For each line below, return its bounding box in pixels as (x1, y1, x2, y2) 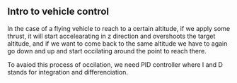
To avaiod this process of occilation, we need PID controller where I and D (7, 60, 223, 69)
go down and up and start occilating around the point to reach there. (7, 46, 207, 55)
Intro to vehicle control (7, 6, 110, 18)
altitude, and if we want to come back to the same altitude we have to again (7, 39, 228, 48)
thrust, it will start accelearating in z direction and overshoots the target (7, 32, 216, 40)
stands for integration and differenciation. (7, 68, 129, 76)
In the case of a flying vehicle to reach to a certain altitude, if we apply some (7, 24, 231, 32)
